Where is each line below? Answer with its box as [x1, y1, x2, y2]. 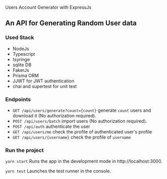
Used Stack [5, 34, 34, 41]
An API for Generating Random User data [5, 19, 137, 27]
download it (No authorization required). [12, 112, 97, 118]
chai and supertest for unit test [12, 83, 77, 89]
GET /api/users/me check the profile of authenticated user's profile [12, 128, 152, 135]
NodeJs [12, 46, 29, 52]
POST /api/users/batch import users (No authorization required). [12, 118, 147, 124]
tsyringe [12, 56, 30, 62]
